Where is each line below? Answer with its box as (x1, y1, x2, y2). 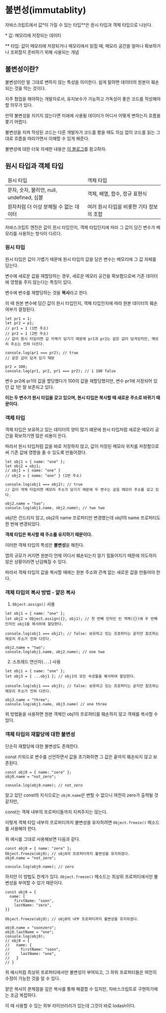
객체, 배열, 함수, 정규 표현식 (87, 190, 147, 197)
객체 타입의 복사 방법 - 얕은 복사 (5, 589, 76, 596)
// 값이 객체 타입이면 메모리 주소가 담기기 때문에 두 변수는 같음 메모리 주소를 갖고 (5, 487, 154, 492)
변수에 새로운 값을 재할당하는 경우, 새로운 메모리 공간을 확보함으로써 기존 (5, 273, 145, 279)
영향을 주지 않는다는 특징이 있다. (10, 279, 73, 285)
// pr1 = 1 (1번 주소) (5, 325, 49, 331)
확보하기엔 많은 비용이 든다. (14, 433, 68, 439)
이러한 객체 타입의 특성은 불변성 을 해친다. (5, 542, 84, 548)
